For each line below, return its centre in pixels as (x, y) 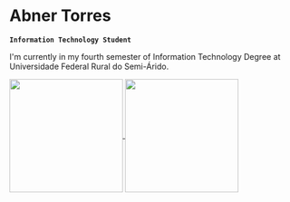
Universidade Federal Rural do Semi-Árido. (89, 66)
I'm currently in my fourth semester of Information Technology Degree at (145, 56)
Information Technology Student (70, 40)
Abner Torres (60, 16)
